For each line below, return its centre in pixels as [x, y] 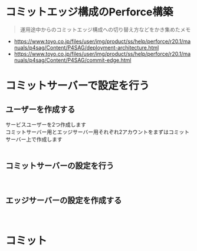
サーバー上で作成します [34, 139]
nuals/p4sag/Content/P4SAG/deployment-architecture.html [86, 47]
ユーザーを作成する [40, 109]
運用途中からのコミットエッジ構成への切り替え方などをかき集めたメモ [105, 29]
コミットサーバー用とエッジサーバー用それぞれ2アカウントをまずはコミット [98, 132]
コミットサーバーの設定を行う [60, 166]
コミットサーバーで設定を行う [78, 86]
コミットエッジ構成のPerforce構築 [89, 12]
